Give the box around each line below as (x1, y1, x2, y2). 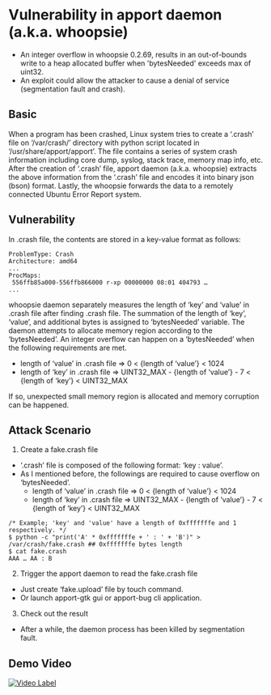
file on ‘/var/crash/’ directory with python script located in (8, 138, 200, 147)
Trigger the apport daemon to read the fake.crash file (19, 569, 198, 578)
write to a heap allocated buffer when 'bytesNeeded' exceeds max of (19, 58, 252, 68)
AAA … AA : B (8, 555, 53, 563)
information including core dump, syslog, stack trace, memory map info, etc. (8, 155, 264, 164)
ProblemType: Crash (8, 249, 74, 258)
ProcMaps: (8, 271, 42, 279)
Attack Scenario (8, 423, 91, 437)
